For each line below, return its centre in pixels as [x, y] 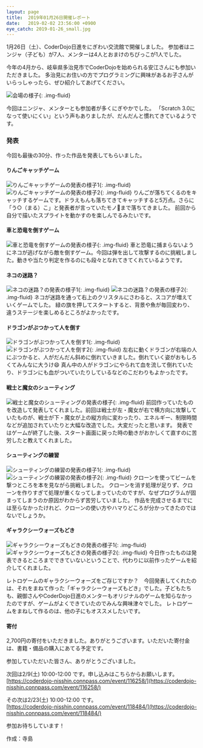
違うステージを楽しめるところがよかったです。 [64, 313]
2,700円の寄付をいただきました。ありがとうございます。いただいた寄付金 [98, 641]
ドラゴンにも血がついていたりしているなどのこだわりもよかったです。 [104, 372]
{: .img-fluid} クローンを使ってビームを [148, 477]
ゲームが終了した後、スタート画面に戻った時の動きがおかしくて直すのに [101, 432]
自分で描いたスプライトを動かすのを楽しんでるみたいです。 [80, 215]
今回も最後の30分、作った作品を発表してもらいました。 [76, 155]
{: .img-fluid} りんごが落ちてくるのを [146, 192]
